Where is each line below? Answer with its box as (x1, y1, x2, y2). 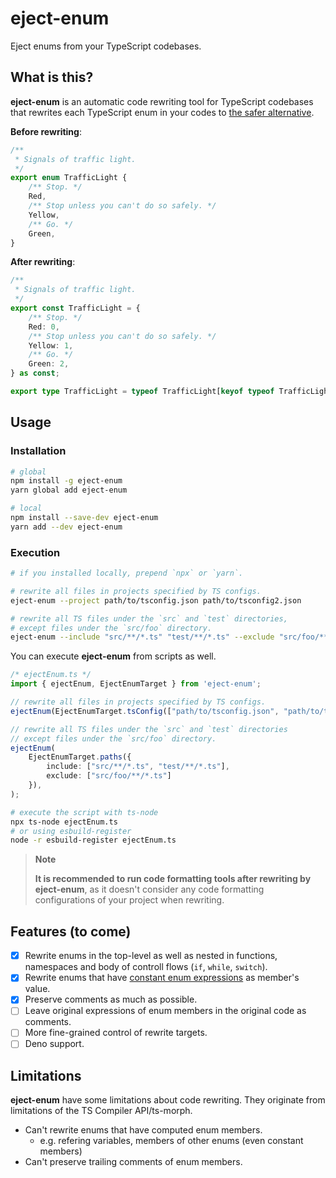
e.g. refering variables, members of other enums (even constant (39, 1135, 304, 1147)
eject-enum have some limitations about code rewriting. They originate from (10, 1094, 326, 1106)
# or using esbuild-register (10, 826, 132, 836)
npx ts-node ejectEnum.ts (10, 817, 118, 827)
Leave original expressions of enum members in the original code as (24, 1005, 307, 1017)
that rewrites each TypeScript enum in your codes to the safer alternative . (10, 106, 315, 118)
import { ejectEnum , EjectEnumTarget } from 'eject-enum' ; (10, 679, 262, 689)
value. (24, 983, 51, 995)
